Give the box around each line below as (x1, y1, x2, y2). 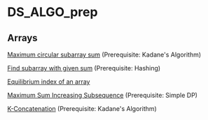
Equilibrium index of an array (7, 77, 90, 86)
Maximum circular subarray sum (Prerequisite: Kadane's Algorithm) (7, 50, 202, 59)
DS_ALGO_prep (7, 4, 98, 20)
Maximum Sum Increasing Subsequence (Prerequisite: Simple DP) (7, 91, 198, 99)
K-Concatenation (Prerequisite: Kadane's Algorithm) (7, 105, 158, 112)
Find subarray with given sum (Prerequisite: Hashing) (7, 64, 161, 72)
